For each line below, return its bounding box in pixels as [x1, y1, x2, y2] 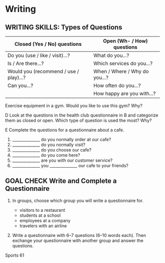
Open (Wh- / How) [103, 38, 148, 44]
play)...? [7, 74, 26, 81]
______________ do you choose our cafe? [12, 147, 92, 153]
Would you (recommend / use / [7, 68, 80, 75]
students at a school [19, 212, 61, 218]
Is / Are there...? [7, 60, 44, 67]
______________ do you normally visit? [12, 142, 85, 147]
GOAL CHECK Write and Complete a [5, 177, 117, 185]
